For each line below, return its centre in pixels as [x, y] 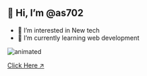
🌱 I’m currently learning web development [78, 38]
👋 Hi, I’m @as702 [45, 13]
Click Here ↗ [26, 65]
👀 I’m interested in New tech [59, 30]
